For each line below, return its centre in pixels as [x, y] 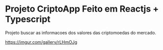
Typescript [28, 19]
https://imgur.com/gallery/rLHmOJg [41, 42]
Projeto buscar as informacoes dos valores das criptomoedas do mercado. [81, 33]
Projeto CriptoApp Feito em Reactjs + [82, 9]
